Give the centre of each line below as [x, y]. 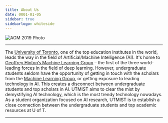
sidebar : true [20, 19]
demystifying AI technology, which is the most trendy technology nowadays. [84, 95]
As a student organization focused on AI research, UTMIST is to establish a [82, 100]
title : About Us [22, 10]
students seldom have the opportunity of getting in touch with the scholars [82, 73]
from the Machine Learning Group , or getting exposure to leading [72, 79]
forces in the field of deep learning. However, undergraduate [84, 68]
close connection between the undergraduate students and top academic [81, 105]
